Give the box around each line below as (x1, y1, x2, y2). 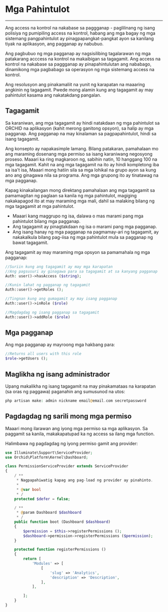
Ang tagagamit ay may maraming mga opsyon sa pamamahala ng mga (5, 249, 150, 255)
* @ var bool (16, 487, 41, 492)
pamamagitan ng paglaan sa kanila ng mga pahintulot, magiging (5, 192, 137, 198)
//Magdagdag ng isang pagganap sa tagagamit (5, 310, 99, 315)
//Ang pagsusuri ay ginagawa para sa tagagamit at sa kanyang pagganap (5, 269, 157, 274)
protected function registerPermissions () (14, 547, 106, 552)
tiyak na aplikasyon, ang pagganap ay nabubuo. (5, 41, 104, 47)
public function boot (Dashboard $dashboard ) (14, 519, 111, 524)
